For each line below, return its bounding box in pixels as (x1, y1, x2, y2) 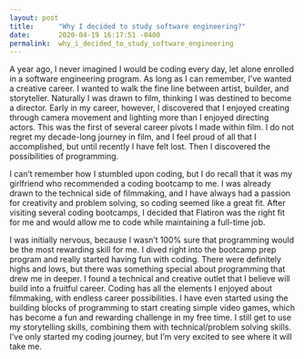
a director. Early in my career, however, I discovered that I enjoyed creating (9, 102, 289, 114)
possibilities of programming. (9, 151, 119, 162)
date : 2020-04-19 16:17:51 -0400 (9, 30, 161, 39)
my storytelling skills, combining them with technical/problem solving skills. (9, 322, 292, 333)
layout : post (9, 13, 59, 23)
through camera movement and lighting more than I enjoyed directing (9, 112, 269, 123)
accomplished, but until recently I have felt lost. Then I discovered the (9, 141, 271, 152)
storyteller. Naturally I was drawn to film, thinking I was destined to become (9, 93, 292, 104)
